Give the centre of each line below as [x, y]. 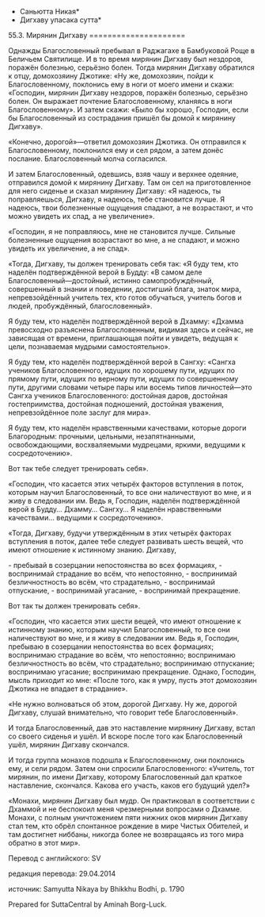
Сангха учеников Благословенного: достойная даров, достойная [118, 395]
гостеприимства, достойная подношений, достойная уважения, [116, 404]
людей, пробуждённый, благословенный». [80, 306]
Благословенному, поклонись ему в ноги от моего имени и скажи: [121, 84]
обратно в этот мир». [44, 843]
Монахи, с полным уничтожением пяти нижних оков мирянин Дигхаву [128, 817]
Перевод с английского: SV [55, 858]
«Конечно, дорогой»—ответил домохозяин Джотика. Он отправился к [127, 142]
